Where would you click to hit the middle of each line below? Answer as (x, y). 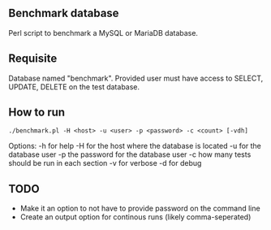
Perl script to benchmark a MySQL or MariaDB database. (103, 33)
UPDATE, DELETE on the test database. (74, 87)
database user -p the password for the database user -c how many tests (130, 154)
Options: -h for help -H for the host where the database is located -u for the (135, 146)
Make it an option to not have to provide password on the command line (140, 208)
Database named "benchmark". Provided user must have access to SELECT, (136, 78)
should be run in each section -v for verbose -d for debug (105, 163)
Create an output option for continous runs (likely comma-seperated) (135, 217)
